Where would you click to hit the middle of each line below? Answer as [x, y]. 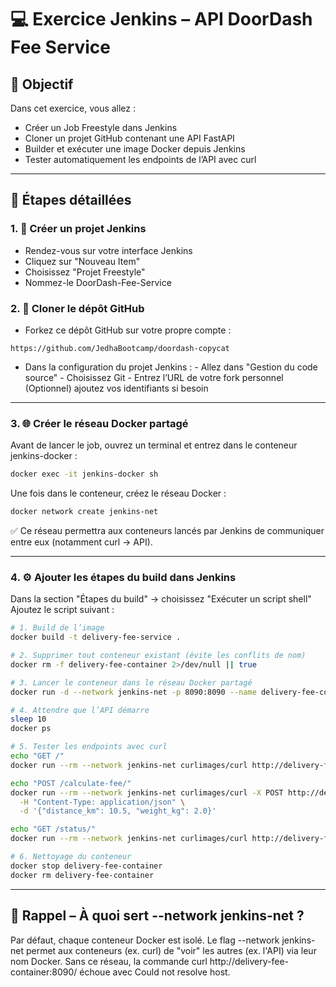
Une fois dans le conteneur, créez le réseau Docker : [118, 493]
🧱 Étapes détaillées [71, 200]
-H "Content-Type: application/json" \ [102, 802]
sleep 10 [28, 719]
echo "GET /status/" [53, 829]
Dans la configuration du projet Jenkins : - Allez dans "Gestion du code [171, 367]
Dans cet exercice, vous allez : [73, 108]
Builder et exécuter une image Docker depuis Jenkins [135, 149]
